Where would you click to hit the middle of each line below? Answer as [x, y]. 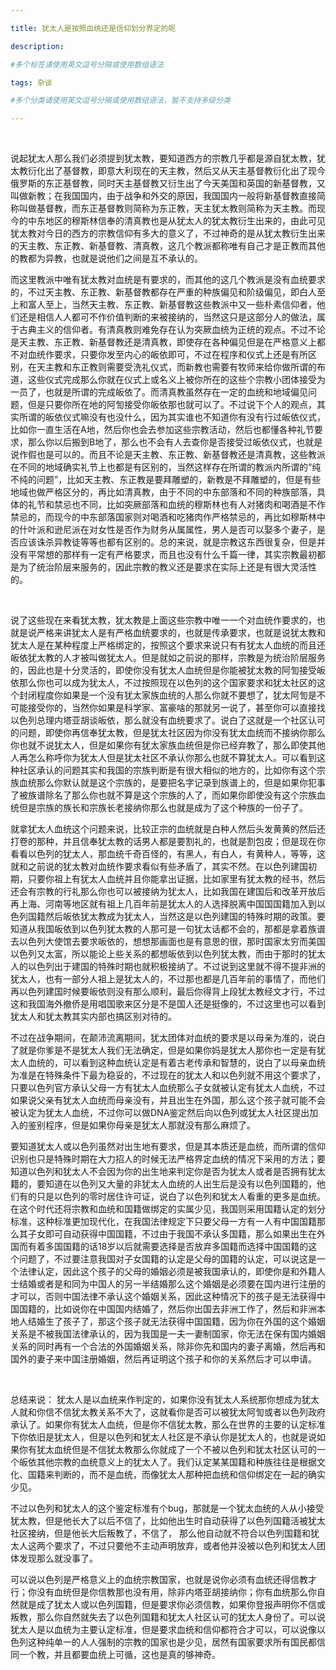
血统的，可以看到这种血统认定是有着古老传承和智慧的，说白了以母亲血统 [176, 1063]
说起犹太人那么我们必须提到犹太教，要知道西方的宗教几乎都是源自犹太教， [163, 158]
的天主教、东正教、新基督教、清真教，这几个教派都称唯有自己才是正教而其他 [168, 246]
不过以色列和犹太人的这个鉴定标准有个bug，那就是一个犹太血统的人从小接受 [167, 1508]
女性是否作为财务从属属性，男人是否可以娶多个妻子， [207, 530]
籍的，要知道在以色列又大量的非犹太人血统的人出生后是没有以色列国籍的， [163, 1184]
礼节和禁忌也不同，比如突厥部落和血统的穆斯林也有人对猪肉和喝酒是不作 [176, 505]
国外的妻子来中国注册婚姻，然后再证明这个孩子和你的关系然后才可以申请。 [163, 1359]
